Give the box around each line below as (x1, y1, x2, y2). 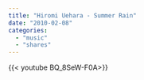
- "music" (15, 33, 48, 42)
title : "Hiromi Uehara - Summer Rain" (8, 11, 137, 20)
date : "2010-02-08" (8, 19, 73, 27)
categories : (8, 26, 48, 34)
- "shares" (15, 41, 52, 49)
